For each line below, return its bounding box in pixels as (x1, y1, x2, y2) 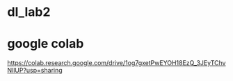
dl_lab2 (7, 4, 51, 20)
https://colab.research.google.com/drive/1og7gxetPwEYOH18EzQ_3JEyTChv (7, 59, 226, 67)
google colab (7, 36, 84, 52)
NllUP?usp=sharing (7, 66, 63, 75)
